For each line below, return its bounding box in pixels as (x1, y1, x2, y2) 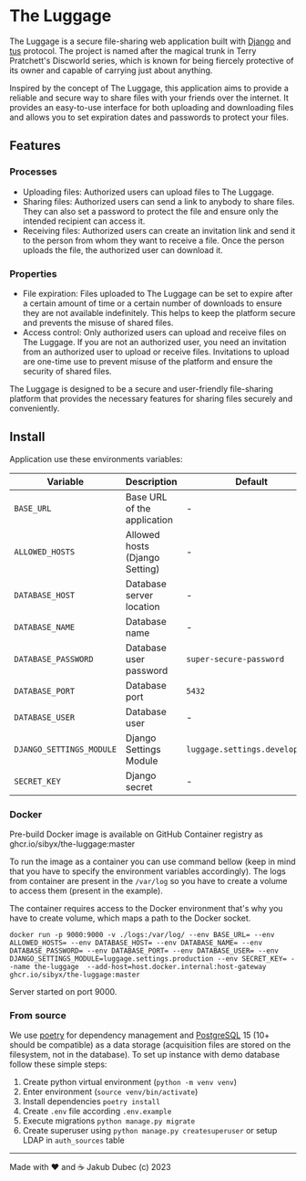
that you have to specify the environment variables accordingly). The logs (9, 866, 287, 877)
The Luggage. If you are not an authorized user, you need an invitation (22, 336, 287, 347)
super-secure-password (186, 654, 285, 664)
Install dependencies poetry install (22, 1096, 161, 1107)
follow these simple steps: (9, 1059, 107, 1070)
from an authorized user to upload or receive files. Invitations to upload (22, 346, 290, 357)
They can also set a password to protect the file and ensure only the (22, 206, 280, 216)
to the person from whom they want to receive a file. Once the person (22, 235, 285, 246)
